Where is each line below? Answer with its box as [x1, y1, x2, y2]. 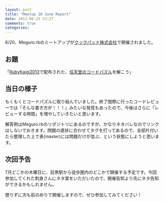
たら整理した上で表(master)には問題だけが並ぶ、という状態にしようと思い [5, 133, 155, 139]
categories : [5, 25, 29, 30]
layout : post [5, 7, 32, 12]
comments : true [5, 21, 36, 26]
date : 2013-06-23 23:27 [5, 16, 54, 21]
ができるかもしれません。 [5, 181, 57, 187]
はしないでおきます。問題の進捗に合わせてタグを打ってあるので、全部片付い [5, 127, 159, 133]
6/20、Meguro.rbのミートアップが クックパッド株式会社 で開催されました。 [5, 40, 156, 45]
